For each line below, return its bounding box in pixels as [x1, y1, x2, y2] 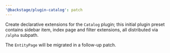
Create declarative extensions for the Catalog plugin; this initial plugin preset [5, 21, 165, 27]
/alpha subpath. [5, 32, 39, 38]
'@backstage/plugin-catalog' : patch [5, 7, 83, 13]
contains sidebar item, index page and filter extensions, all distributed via [5, 26, 158, 33]
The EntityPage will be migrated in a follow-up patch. [5, 41, 117, 48]
